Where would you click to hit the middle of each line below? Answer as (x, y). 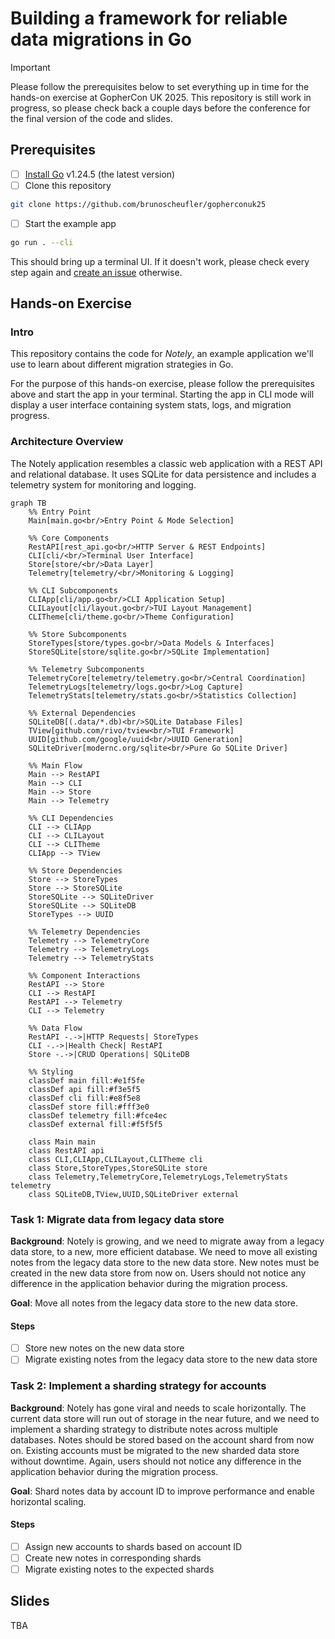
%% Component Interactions (84, 975)
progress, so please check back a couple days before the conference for (160, 108)
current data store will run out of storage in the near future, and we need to (165, 1418)
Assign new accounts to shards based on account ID (133, 1546)
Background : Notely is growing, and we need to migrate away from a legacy (167, 1241)
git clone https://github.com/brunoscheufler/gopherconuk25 (138, 204)
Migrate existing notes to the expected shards (119, 1569)
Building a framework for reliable (149, 18)
